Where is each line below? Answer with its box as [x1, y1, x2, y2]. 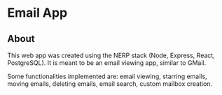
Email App [7, 5, 68, 21]
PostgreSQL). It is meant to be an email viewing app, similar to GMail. [7, 59, 207, 67]
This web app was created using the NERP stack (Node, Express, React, [7, 51, 215, 59]
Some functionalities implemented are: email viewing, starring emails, [7, 72, 208, 80]
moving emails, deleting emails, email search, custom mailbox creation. [7, 80, 212, 88]
